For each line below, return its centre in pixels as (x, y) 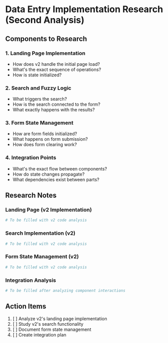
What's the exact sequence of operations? (57, 69)
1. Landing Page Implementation (45, 53)
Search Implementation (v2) (40, 233)
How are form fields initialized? (45, 134)
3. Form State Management (39, 123)
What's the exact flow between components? (60, 168)
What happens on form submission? (50, 139)
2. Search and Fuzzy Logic (38, 88)
